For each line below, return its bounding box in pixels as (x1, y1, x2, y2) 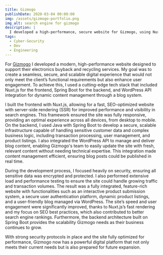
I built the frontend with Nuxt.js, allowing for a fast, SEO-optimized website (5, 102, 154, 107)
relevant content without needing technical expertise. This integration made (5, 148, 156, 153)
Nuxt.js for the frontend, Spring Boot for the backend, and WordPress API (5, 87, 152, 93)
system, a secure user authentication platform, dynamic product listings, (5, 193, 150, 199)
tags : (5, 34, 16, 39)
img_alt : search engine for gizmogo (5, 20, 79, 26)
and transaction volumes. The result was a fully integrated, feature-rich (5, 183, 147, 189)
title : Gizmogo (5, 7, 36, 12)
